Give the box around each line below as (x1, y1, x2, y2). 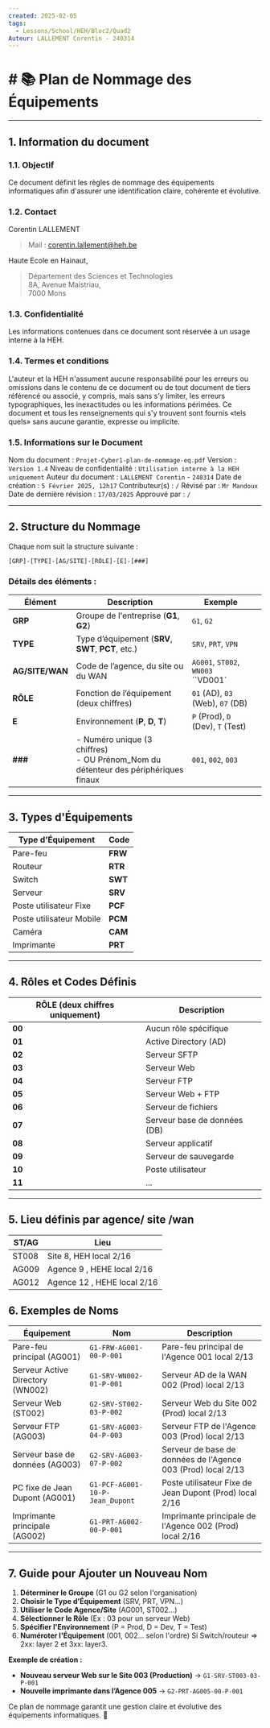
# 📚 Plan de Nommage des (8, 70, 192, 89)
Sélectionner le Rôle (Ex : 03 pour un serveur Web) (19, 1614, 190, 1623)
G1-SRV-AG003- (89, 1423, 143, 1432)
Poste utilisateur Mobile (12, 913, 101, 924)
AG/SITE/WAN (12, 665, 68, 677)
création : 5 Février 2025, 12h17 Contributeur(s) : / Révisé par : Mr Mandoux (8, 481, 259, 491)
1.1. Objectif (8, 159, 55, 170)
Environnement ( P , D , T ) (76, 716, 167, 727)
